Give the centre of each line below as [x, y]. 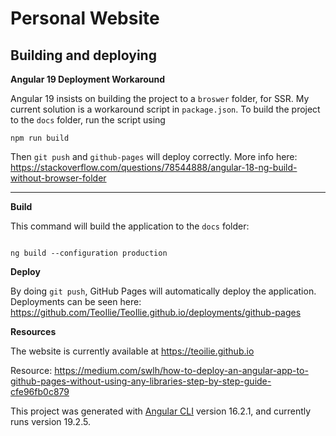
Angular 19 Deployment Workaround [88, 79]
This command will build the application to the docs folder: [130, 226]
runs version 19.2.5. [50, 421]
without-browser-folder [58, 178]
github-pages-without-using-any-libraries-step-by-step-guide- [141, 381]
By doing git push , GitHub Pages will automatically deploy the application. [163, 291]
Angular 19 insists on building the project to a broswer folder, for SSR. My [160, 98]
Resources [33, 331]
